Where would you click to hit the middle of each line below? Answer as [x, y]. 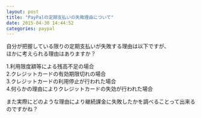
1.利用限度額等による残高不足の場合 [50, 66]
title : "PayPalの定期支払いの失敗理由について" [60, 17]
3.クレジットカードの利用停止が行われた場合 [61, 81]
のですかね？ [22, 109]
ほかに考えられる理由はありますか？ [51, 54]
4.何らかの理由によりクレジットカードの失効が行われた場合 [80, 89]
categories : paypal [31, 28]
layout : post [23, 12]
